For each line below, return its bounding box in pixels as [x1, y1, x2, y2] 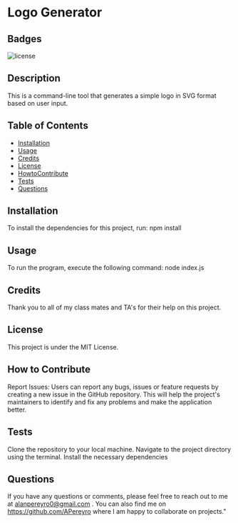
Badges [7, 33, 42, 45]
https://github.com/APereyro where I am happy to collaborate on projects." [7, 507, 227, 516]
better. [7, 405, 27, 414]
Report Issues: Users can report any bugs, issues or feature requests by [7, 382, 219, 391]
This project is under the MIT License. [7, 342, 119, 351]
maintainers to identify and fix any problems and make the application [7, 397, 212, 406]
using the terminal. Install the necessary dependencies [7, 452, 168, 461]
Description [7, 72, 61, 84]
